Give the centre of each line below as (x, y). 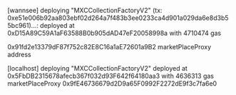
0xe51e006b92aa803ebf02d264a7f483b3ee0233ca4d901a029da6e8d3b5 (118, 18)
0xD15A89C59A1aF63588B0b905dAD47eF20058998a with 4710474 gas (114, 33)
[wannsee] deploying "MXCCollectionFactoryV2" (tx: (85, 10)
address (19, 54)
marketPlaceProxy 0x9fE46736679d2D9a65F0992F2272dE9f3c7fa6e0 (112, 84)
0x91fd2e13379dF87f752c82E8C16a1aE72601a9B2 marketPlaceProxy (109, 47)
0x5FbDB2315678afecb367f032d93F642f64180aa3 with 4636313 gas (111, 76)
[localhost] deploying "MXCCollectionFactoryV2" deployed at (97, 68)
